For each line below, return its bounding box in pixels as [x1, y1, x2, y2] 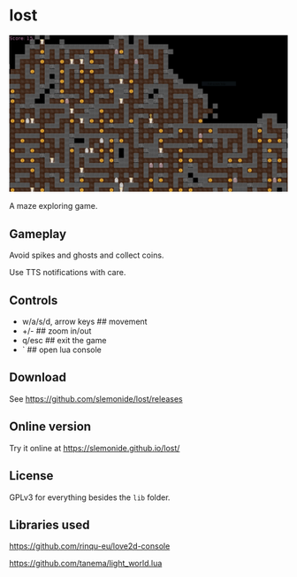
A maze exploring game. [9, 201, 98, 212]
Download [9, 370, 66, 385]
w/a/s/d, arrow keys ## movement [21, 316, 148, 327]
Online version [9, 419, 91, 435]
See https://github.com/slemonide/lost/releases [9, 393, 183, 404]
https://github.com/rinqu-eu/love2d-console [9, 541, 171, 551]
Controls [9, 293, 58, 308]
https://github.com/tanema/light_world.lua [9, 558, 163, 569]
